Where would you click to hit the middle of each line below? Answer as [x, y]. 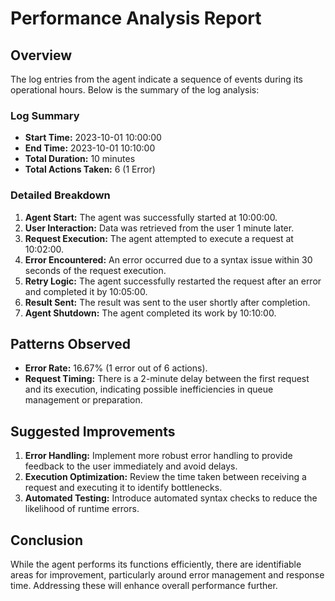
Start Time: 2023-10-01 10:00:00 [93, 138]
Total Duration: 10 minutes [80, 159]
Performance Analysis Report [136, 18]
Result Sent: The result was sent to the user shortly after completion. [167, 302]
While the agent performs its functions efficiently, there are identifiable [156, 564]
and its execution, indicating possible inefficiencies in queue [149, 389]
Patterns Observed [71, 343]
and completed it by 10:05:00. [86, 291]
